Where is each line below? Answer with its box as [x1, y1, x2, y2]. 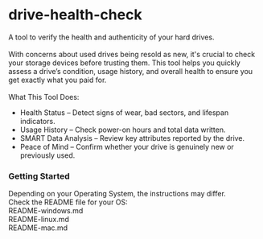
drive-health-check [8, 6, 142, 24]
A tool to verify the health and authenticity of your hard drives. [8, 32, 215, 42]
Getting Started [8, 171, 70, 182]
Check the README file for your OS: [8, 197, 129, 207]
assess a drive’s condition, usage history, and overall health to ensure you [8, 66, 253, 76]
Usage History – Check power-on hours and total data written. [19, 125, 227, 134]
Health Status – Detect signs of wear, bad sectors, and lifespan [19, 107, 229, 117]
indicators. [19, 116, 55, 126]
